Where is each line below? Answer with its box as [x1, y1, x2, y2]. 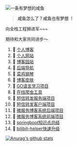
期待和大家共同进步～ [5, 36, 48, 42]
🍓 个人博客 [12, 47, 34, 52]
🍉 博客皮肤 [12, 77, 34, 83]
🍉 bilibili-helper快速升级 [12, 126, 60, 131]
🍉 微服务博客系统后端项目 [12, 108, 63, 113]
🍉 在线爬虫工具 [12, 89, 43, 95]
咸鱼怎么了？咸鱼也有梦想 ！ [17, 16, 74, 21]
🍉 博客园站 [12, 59, 34, 64]
